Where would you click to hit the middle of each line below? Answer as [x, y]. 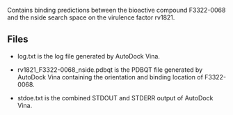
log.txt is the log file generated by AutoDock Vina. [88, 56]
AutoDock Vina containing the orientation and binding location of [110, 77]
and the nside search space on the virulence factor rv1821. [91, 17]
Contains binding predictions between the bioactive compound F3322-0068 [116, 10]
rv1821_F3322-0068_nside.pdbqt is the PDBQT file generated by [110, 70]
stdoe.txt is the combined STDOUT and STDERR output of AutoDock [115, 98]
